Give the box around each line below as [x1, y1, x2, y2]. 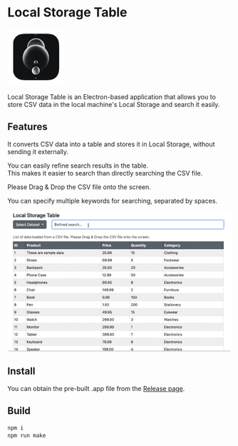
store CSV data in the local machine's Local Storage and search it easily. [7, 100, 220, 108]
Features [7, 121, 48, 133]
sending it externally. [7, 147, 69, 156]
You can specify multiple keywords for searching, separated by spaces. [7, 196, 218, 205]
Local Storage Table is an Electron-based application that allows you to [7, 92, 216, 101]
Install [7, 365, 36, 377]
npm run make [7, 432, 46, 440]
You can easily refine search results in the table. [7, 161, 148, 170]
